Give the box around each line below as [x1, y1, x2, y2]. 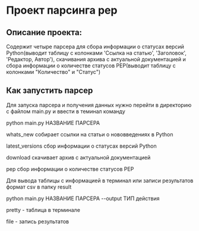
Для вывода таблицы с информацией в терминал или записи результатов [6, 177, 194, 184]
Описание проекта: [6, 27, 82, 38]
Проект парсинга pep [6, 4, 118, 17]
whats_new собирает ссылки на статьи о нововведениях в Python [6, 130, 173, 138]
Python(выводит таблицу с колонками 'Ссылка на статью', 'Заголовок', [6, 49, 187, 57]
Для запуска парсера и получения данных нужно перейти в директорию [6, 101, 192, 108]
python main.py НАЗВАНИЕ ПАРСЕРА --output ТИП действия [6, 195, 160, 202]
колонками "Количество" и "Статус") [6, 68, 101, 75]
